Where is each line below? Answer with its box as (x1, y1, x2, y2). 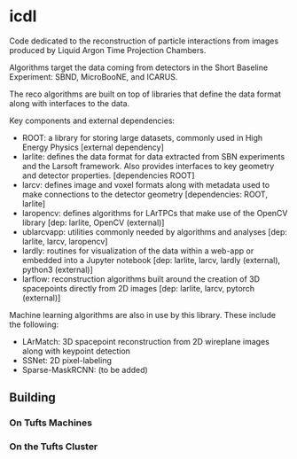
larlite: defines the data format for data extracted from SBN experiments (21, 151, 285, 161)
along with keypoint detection (21, 346, 131, 356)
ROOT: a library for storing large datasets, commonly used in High (21, 132, 263, 143)
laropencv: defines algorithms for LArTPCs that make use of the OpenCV (21, 207, 288, 218)
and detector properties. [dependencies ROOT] (21, 170, 195, 181)
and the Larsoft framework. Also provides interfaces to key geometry (21, 160, 275, 171)
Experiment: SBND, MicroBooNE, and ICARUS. (9, 71, 178, 82)
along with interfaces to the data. (9, 97, 130, 108)
